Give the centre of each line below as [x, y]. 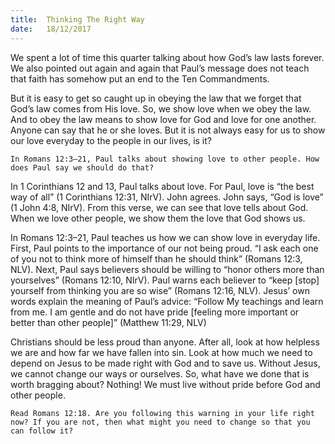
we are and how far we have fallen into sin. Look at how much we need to [161, 352]
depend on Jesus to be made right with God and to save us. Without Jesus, [165, 363]
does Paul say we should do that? [82, 167]
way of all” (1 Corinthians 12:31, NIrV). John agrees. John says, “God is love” [167, 197]
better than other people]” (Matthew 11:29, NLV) [108, 322]
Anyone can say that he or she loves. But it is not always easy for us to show [168, 130]
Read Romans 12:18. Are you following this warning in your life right [162, 413]
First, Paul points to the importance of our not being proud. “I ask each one [164, 248]
